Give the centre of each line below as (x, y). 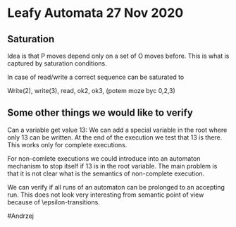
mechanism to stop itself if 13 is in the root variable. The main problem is (112, 166)
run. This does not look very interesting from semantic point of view (106, 195)
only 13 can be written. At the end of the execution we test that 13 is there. (115, 137)
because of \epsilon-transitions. (54, 202)
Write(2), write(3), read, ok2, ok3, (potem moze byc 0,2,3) (92, 91)
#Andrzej (20, 216)
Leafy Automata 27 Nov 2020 (95, 13)
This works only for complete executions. (67, 145)
